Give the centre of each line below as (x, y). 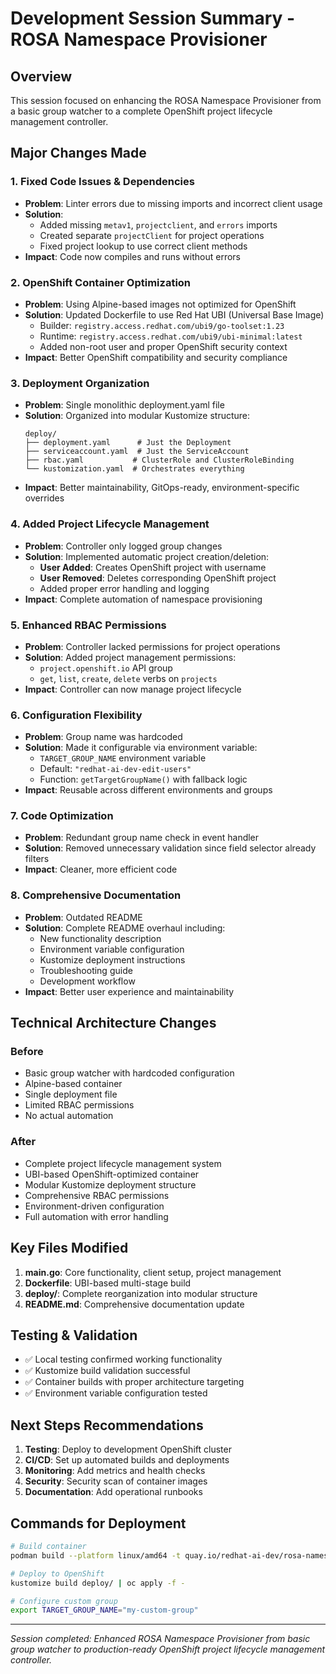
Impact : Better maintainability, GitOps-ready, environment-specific (162, 488)
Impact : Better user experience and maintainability (129, 991)
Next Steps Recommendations (107, 1425)
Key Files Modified (69, 1248)
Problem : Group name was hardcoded (103, 737)
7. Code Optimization (62, 816)
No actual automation (69, 1116)
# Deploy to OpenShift (57, 1573)
